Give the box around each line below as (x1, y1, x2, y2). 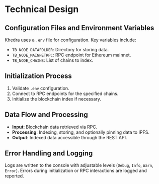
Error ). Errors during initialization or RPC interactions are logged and (5, 167, 147, 174)
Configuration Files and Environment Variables (5, 24, 154, 32)
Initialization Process (5, 72, 72, 80)
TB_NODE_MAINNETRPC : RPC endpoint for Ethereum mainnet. (12, 52, 131, 58)
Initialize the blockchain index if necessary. (12, 96, 102, 102)
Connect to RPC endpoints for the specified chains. (12, 90, 119, 97)
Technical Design (5, 4, 79, 15)
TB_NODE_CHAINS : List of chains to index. (12, 57, 94, 63)
